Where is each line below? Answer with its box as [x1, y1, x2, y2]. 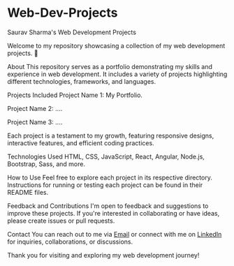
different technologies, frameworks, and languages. [7, 77, 156, 85]
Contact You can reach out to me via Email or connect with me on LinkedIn [7, 230, 222, 238]
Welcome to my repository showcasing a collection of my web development [7, 41, 226, 50]
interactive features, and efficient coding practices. [7, 138, 155, 147]
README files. [7, 188, 49, 196]
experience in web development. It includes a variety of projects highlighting [7, 70, 228, 78]
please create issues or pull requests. [7, 216, 115, 225]
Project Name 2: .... [7, 104, 63, 112]
